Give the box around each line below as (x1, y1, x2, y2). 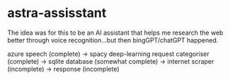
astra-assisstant (7, 5, 107, 21)
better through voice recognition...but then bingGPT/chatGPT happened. (7, 35, 219, 44)
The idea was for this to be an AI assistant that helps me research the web (7, 28, 224, 37)
